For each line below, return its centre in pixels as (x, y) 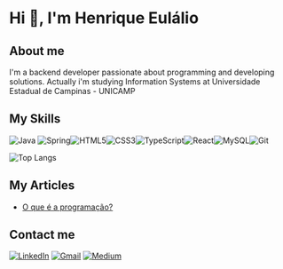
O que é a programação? (67, 207)
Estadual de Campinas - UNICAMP (72, 91)
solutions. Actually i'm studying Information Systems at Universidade (135, 82)
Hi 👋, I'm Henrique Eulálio (104, 18)
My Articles (42, 186)
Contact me (42, 235)
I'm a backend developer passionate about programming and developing (142, 72)
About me (37, 51)
